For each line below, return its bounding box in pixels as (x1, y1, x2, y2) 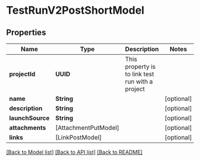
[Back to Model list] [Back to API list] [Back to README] (6, 148, 143, 156)
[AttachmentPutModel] (55, 123, 120, 132)
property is (124, 63, 156, 70)
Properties (6, 27, 46, 38)
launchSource (9, 114, 50, 122)
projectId (9, 70, 36, 78)
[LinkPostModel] (55, 134, 102, 141)
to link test (124, 70, 154, 78)
